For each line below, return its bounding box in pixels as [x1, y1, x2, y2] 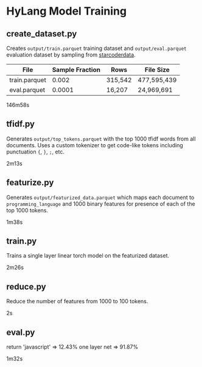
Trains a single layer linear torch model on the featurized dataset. [6, 252, 169, 259]
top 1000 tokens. [6, 206, 49, 214]
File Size [145, 66, 170, 74]
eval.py [6, 327, 35, 337]
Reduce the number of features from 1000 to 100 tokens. [6, 298, 148, 305]
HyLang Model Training [6, 4, 127, 18]
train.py [6, 236, 37, 246]
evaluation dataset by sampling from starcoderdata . [6, 51, 136, 58]
